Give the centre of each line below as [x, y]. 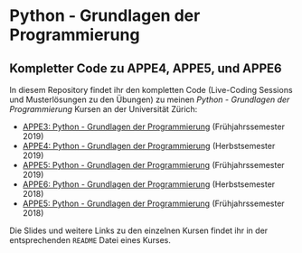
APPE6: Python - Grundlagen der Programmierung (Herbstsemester [149, 184]
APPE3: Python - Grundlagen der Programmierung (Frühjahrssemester [153, 126]
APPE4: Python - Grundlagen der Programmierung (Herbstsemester [149, 146]
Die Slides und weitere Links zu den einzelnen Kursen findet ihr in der [139, 230]
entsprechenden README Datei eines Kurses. [90, 240]
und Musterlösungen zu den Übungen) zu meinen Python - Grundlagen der [150, 99]
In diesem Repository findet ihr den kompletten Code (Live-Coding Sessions [151, 90]
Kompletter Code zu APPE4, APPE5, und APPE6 [146, 68]
